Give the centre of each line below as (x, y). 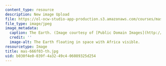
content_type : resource (30, 10)
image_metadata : (22, 28)
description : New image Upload (37, 14)
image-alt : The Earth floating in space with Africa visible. (75, 42)
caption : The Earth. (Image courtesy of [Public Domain (68, 33)
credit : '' (21, 38)
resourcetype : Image (26, 47)
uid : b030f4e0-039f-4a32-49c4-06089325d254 (51, 56)
